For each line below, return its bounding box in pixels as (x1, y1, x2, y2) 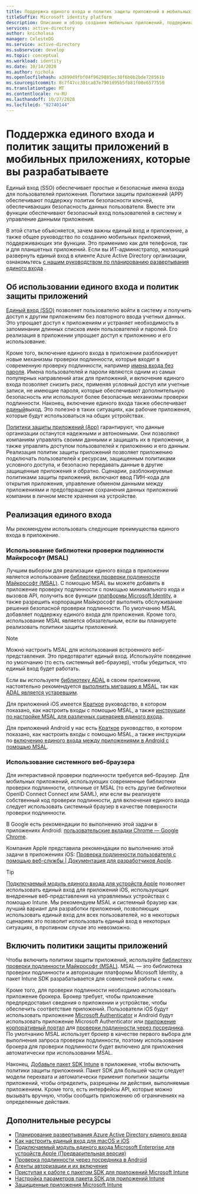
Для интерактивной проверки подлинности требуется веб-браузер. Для (6, 771, 190, 779)
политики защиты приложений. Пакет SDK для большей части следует (6, 1067, 184, 1074)
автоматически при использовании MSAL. (6, 1049, 113, 1057)
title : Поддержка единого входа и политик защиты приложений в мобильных (6, 8, 192, 15)
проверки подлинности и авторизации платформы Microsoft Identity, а (6, 969, 183, 976)
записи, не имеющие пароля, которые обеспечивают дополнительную (6, 387, 185, 394)
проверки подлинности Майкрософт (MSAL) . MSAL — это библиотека (6, 963, 183, 970)
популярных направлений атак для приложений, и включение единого (6, 375, 184, 382)
